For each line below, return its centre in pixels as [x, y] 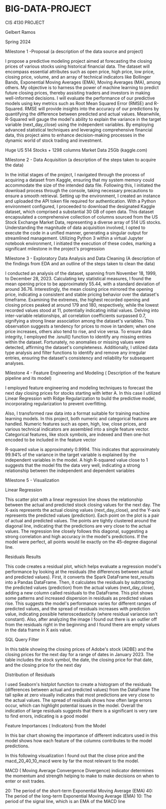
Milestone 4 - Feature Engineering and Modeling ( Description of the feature [83, 373]
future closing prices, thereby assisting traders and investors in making [78, 93]
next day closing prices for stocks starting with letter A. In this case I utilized [83, 393]
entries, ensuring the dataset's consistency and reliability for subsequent [80, 358]
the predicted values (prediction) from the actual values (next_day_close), [80, 587]
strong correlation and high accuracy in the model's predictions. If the [76, 536]
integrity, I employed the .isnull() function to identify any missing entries [78, 337]
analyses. [15, 363]
